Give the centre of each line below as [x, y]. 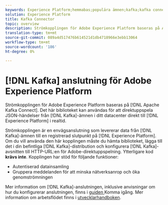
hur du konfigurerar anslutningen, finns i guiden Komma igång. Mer [74, 192]
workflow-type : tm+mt [28, 42]
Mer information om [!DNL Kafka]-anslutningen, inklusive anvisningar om [80, 187]
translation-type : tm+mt [31, 33]
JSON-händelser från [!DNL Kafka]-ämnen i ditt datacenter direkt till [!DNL [82, 116]
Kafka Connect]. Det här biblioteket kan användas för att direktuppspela [79, 110]
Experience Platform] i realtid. [36, 121]
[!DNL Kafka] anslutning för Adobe [78, 81]
